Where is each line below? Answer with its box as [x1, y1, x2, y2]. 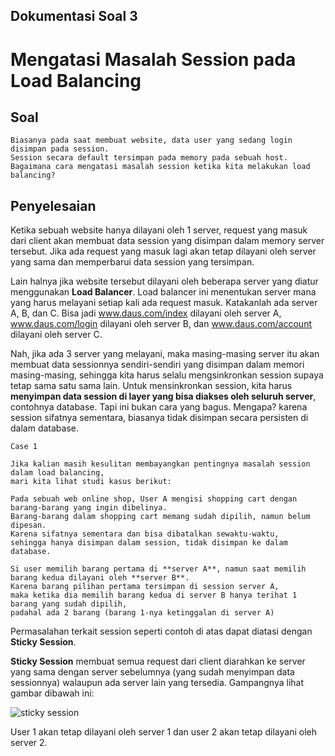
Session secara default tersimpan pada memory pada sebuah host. [10, 153, 288, 163]
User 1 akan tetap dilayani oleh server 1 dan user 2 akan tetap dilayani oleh [10, 726, 318, 738]
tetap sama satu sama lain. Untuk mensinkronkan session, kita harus [10, 380, 293, 392]
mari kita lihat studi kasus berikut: [10, 477, 172, 487]
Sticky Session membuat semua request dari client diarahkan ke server [10, 655, 306, 668]
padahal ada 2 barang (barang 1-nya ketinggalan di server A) [10, 608, 275, 618]
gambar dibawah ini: [10, 687, 95, 699]
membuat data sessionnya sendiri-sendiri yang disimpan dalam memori [10, 359, 305, 371]
